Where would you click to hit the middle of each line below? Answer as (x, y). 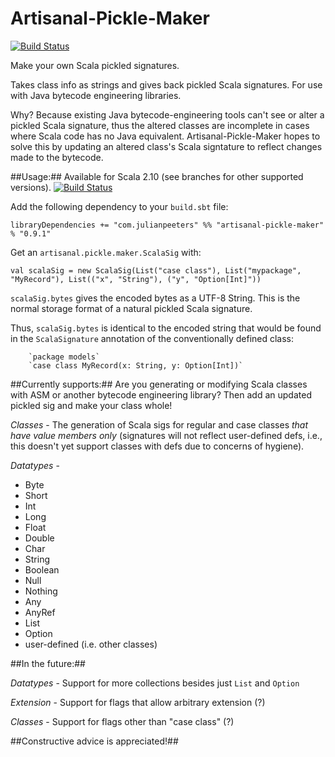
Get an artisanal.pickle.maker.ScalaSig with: (106, 252)
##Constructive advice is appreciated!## (94, 741)
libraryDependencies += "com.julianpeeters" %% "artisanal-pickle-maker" (167, 225)
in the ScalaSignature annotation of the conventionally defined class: (152, 338)
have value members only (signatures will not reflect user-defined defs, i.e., (166, 435)
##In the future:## (48, 663)
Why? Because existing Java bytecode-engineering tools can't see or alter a (167, 114)
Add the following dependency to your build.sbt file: (119, 206)
